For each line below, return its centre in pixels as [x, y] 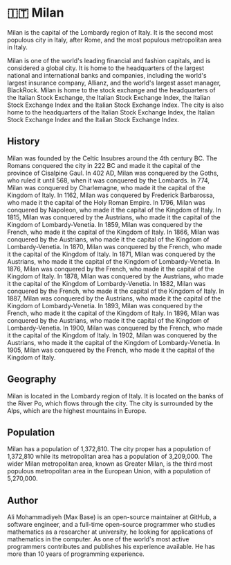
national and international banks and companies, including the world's [107, 75]
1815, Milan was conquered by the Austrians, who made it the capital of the [114, 217]
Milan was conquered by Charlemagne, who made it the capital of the [107, 187]
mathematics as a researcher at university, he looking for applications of [110, 532]
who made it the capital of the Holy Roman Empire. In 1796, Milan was [106, 202]
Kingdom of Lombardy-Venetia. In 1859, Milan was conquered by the [105, 224]
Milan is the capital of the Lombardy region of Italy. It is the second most [110, 32]
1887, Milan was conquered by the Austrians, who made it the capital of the [114, 298]
